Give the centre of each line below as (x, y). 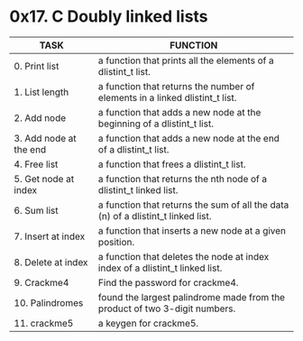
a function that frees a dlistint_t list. (172, 164)
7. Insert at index (50, 236)
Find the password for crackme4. (168, 282)
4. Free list (36, 164)
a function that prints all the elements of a (186, 60)
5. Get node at (44, 179)
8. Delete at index (51, 262)
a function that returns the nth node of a (183, 179)
